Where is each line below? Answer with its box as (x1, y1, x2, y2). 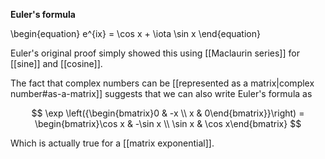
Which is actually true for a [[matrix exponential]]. (10, 137, 215, 149)
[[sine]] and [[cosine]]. (10, 58, 103, 69)
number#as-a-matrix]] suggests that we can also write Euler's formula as (10, 88, 313, 99)
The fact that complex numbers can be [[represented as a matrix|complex (10, 77, 315, 89)
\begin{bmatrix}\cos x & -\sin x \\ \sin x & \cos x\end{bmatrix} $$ (34, 118, 302, 129)
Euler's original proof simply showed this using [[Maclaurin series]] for (10, 47, 300, 59)
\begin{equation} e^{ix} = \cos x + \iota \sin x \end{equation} (10, 28, 261, 39)
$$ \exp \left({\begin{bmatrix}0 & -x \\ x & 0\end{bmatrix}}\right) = (31, 107, 305, 119)
